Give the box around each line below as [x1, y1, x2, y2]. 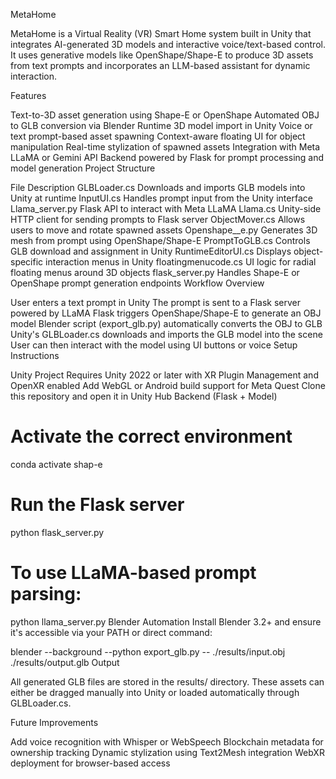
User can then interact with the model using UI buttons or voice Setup [10, 339, 298, 351]
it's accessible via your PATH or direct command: [10, 626, 213, 638]
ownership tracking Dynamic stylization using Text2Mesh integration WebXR [10, 746, 325, 758]
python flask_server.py [10, 526, 105, 538]
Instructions [10, 350, 60, 361]
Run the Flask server [10, 494, 185, 516]
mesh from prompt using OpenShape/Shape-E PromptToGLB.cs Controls [10, 235, 311, 246]
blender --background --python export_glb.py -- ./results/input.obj [10, 645, 286, 658]
